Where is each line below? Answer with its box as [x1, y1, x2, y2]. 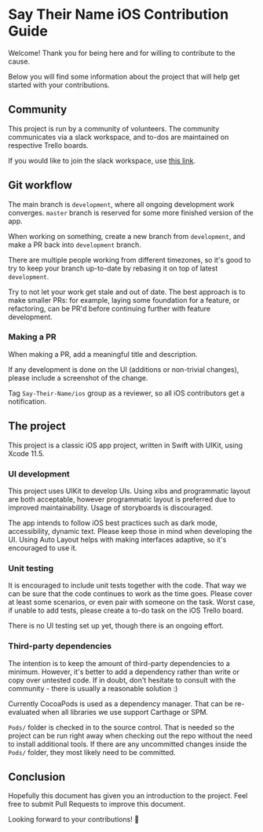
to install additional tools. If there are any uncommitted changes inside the [8, 739, 247, 749]
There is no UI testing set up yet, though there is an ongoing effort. [8, 621, 225, 631]
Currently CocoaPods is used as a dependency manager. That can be [8, 698, 233, 709]
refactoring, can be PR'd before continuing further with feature [8, 304, 211, 313]
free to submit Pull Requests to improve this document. [8, 800, 186, 809]
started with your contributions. [8, 80, 110, 90]
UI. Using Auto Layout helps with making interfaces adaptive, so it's [8, 535, 227, 544]
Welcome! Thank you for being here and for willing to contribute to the [8, 48, 236, 57]
